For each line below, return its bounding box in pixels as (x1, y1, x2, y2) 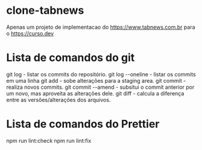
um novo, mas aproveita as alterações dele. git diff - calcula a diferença (6, 89, 185, 97)
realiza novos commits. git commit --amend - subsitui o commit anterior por (6, 83, 195, 91)
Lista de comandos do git (6, 51, 135, 65)
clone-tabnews (6, 4, 84, 17)
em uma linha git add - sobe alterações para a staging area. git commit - (6, 77, 186, 84)
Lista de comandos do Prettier (6, 118, 160, 131)
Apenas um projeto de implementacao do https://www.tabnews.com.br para (6, 23, 195, 31)
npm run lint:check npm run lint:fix (6, 137, 92, 144)
